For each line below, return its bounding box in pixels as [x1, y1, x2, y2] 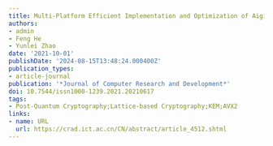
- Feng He [8, 34, 42, 43]
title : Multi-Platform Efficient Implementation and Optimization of [8, 11, 249, 20]
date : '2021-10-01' [8, 49, 75, 58]
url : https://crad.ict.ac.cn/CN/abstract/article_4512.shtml [15, 125, 227, 133]
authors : [8, 19, 38, 28]
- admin [8, 27, 35, 35]
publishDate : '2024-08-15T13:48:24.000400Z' [8, 58, 162, 66]
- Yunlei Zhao [8, 42, 57, 50]
